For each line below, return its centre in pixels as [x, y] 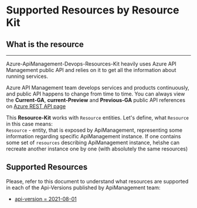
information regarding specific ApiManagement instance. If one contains [94, 136]
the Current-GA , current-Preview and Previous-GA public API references [96, 100]
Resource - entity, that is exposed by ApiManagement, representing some [94, 130]
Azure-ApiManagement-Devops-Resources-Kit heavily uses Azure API [91, 64]
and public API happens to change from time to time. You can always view [96, 94]
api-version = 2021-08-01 [46, 199]
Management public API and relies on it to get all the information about [91, 70]
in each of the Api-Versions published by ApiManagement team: [83, 187]
